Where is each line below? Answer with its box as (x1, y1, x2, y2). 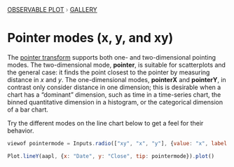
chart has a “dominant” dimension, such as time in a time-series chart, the (7, 90, 221, 99)
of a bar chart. (7, 105, 49, 114)
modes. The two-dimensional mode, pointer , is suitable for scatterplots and (7, 60, 226, 69)
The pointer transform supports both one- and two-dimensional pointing (7, 53, 216, 61)
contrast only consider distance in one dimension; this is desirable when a (7, 83, 221, 91)
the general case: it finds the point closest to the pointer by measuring (7, 68, 210, 76)
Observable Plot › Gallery (7, 6, 98, 13)
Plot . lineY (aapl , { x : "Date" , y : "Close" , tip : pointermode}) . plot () (7, 152, 215, 159)
